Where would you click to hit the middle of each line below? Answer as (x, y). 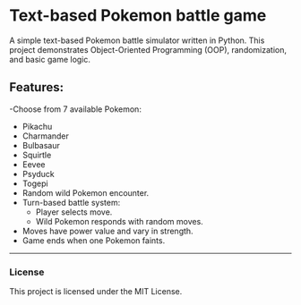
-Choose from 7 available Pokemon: (75, 109)
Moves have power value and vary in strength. (108, 231)
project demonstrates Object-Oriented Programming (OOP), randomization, (148, 49)
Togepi (35, 183)
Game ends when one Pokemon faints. (94, 240)
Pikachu (37, 126)
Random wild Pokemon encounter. (86, 192)
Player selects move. (74, 212)
